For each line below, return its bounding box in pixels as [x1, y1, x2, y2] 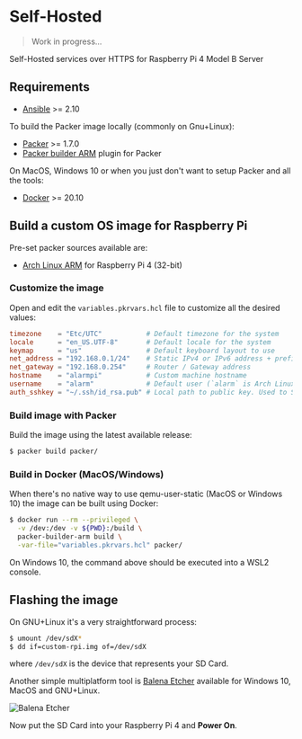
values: [9, 312, 36, 323]
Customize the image [9, 281, 105, 294]
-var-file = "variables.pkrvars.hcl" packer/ [17, 540, 182, 549]
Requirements [9, 79, 90, 95]
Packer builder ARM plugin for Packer [22, 147, 162, 158]
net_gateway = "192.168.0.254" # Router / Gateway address [9, 362, 252, 372]
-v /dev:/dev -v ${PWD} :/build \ [17, 524, 143, 533]
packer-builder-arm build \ [17, 532, 123, 541]
